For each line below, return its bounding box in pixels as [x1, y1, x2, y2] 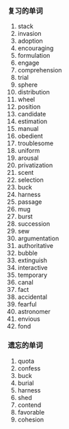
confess [17, 364, 41, 373]
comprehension [17, 66, 62, 74]
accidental [17, 293, 47, 301]
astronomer [17, 308, 51, 316]
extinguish [17, 256, 47, 264]
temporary [17, 271, 48, 280]
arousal [17, 154, 40, 163]
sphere [17, 81, 38, 89]
